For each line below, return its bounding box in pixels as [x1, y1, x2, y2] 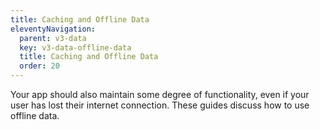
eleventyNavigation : [10, 24, 97, 34]
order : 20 [19, 61, 60, 71]
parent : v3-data [19, 33, 87, 43]
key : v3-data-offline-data [19, 42, 132, 53]
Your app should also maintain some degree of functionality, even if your [10, 89, 310, 100]
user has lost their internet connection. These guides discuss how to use [10, 99, 310, 111]
